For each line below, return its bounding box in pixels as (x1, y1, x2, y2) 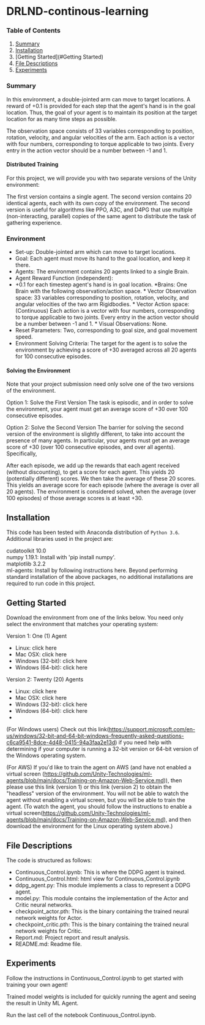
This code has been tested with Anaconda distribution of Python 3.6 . (6, 528, 180, 536)
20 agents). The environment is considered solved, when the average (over (6, 488, 196, 495)
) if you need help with (115, 739, 172, 746)
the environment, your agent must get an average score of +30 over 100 (6, 406, 188, 413)
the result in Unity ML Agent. (6, 999, 79, 1007)
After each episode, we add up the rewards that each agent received (6, 462, 180, 469)
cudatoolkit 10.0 (6, 547, 47, 554)
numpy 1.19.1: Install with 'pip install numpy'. (6, 554, 116, 561)
